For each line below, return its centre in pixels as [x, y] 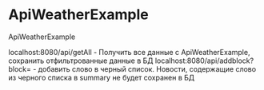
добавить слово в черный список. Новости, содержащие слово [147, 68]
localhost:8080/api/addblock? [204, 61]
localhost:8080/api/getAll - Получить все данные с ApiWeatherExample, [129, 52]
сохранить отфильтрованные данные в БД [81, 61]
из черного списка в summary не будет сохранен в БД [101, 77]
